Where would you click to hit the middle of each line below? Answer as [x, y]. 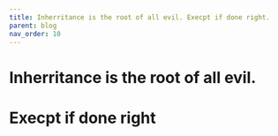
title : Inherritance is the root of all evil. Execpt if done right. [140, 17]
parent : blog [33, 26]
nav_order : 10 [35, 34]
